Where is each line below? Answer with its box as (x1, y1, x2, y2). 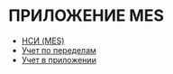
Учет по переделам (21, 44, 96, 55)
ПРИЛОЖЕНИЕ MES (8, 5, 164, 26)
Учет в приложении (21, 54, 96, 65)
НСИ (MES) (21, 35, 65, 46)
